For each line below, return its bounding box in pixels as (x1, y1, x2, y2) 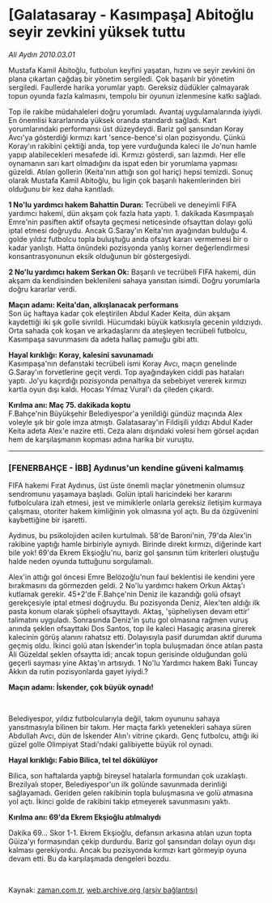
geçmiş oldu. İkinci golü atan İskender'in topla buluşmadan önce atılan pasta (8, 641, 263, 651)
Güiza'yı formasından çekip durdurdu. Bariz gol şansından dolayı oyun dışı (8, 837, 256, 846)
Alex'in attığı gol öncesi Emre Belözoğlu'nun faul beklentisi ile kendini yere (8, 572, 255, 582)
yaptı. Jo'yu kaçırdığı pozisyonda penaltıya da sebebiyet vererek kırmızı (8, 375, 247, 385)
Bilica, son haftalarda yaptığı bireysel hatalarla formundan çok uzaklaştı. (8, 771, 248, 781)
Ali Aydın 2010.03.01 (8, 49, 75, 59)
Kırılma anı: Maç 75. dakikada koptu (8, 400, 131, 409)
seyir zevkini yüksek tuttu (8, 23, 186, 41)
